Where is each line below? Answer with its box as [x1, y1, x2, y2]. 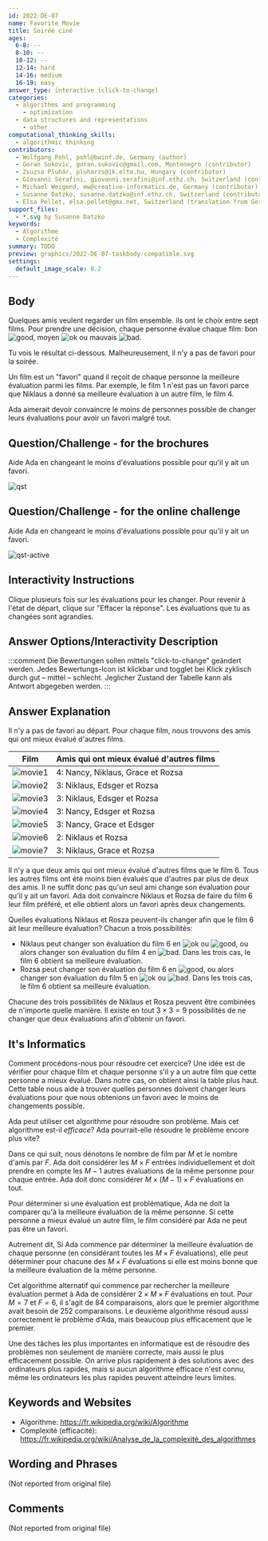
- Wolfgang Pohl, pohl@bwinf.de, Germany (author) [15, 153, 187, 161]
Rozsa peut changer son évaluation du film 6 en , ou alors [19, 965, 235, 974]
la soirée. [8, 357, 38, 367]
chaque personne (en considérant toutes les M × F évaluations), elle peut [8, 1248, 249, 1258]
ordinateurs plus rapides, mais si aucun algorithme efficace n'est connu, [8, 1364, 246, 1374]
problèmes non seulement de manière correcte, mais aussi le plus [8, 1347, 225, 1357]
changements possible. [8, 1102, 85, 1111]
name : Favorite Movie [8, 19, 81, 27]
